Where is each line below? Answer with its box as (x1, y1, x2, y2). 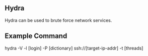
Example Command (5, 32, 67, 40)
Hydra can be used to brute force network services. (5, 17, 112, 23)
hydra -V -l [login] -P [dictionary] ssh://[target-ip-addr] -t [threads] (5, 45, 143, 51)
